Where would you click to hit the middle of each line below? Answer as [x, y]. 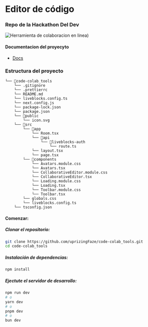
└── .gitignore [30, 85]
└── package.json [32, 111]
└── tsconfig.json [33, 207]
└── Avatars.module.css [56, 163]
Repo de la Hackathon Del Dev [42, 25]
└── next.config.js [34, 103]
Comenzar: [17, 218]
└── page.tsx [45, 155]
